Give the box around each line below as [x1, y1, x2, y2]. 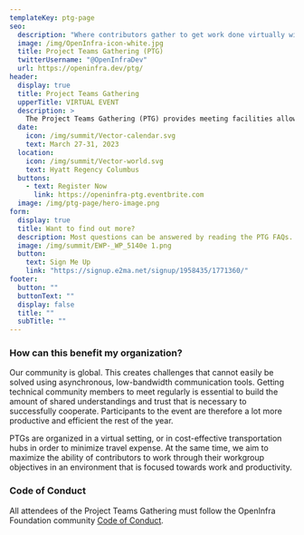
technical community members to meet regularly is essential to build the [9, 386, 279, 397]
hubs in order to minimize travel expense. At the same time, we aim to [9, 443, 269, 453]
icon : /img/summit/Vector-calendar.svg [25, 131, 176, 141]
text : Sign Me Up [25, 258, 91, 267]
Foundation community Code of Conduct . [9, 514, 165, 526]
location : [17, 148, 54, 157]
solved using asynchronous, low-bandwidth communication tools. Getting [9, 377, 285, 388]
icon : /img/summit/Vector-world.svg [25, 156, 165, 166]
